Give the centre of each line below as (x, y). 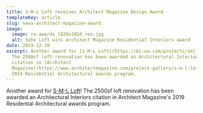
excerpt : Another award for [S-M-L (51, 51)
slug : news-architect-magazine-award (54, 23)
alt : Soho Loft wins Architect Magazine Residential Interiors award (101, 40)
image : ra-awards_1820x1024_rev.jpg (58, 34)
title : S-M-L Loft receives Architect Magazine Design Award (85, 12)
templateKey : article (34, 18)
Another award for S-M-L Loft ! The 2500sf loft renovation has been (90, 91)
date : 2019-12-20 (28, 46)
